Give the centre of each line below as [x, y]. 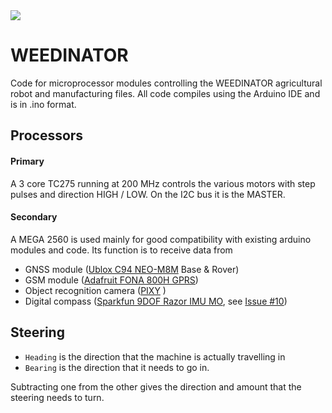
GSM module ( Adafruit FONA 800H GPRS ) [111, 280]
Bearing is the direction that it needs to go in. [117, 367]
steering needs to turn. [57, 397]
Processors [47, 135]
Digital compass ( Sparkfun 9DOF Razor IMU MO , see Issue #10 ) [156, 301]
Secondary [34, 217]
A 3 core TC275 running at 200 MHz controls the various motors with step [163, 183]
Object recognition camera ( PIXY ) [95, 290]
